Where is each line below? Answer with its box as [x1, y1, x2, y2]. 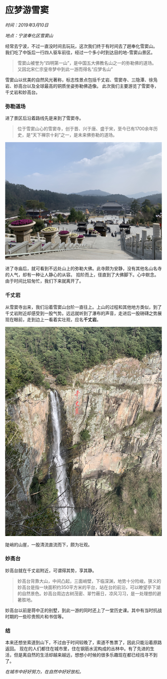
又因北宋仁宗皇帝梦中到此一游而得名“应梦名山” [17, 66, 113, 72]
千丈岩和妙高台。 [5, 89, 40, 95]
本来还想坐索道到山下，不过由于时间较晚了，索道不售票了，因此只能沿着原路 [5, 640, 162, 646]
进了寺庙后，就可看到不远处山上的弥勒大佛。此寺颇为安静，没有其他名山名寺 [5, 266, 162, 272]
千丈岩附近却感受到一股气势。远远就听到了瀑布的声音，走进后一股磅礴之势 [5, 310, 158, 316]
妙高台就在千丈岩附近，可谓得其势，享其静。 [5, 567, 97, 573]
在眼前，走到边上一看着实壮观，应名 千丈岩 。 [9, 316, 101, 322]
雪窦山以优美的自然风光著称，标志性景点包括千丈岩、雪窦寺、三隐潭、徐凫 [5, 77, 158, 83]
